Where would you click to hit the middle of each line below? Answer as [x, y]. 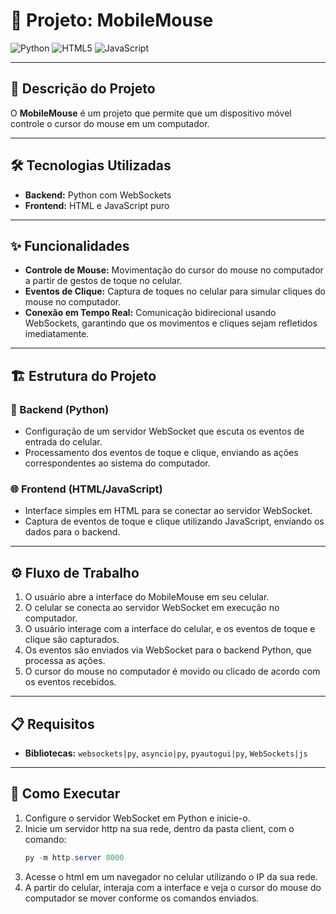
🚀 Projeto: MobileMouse [112, 20]
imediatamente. [57, 334]
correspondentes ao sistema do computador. [117, 463]
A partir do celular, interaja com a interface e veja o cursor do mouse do [173, 887]
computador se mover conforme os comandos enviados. [142, 898]
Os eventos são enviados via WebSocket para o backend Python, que [168, 650]
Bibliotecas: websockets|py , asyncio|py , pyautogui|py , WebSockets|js [166, 753]
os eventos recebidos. [70, 682]
